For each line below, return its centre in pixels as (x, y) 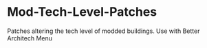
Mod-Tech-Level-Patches (82, 12)
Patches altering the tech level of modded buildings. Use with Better (103, 31)
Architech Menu (30, 38)
